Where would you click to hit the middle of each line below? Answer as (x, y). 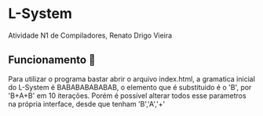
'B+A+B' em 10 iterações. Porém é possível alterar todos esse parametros (127, 96)
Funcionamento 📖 (52, 60)
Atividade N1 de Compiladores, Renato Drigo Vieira (90, 35)
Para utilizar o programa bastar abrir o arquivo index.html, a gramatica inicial (131, 78)
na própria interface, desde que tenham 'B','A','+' (87, 103)
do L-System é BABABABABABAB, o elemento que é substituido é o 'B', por (130, 87)
